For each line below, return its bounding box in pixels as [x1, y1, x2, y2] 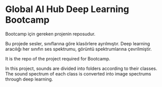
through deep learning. [5, 76, 53, 82]
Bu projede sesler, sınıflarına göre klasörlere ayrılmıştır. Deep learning [5, 40, 150, 46]
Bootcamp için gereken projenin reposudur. [5, 31, 96, 37]
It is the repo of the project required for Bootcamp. [5, 55, 110, 61]
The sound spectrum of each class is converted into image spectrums [5, 70, 151, 76]
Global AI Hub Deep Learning [5, 4, 129, 15]
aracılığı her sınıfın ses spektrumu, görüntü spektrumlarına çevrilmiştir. [5, 46, 152, 52]
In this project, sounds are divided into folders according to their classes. [5, 65, 157, 71]
